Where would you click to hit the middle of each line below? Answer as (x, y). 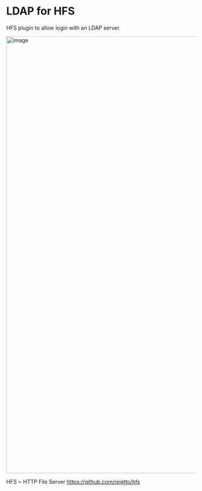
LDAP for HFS (41, 11)
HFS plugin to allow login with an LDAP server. (63, 28)
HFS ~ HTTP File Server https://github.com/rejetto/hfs (73, 481)
